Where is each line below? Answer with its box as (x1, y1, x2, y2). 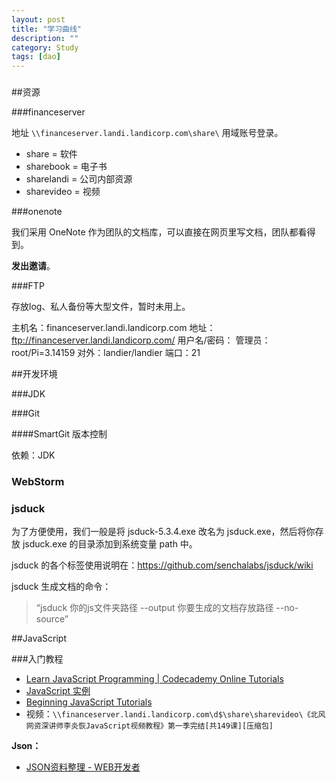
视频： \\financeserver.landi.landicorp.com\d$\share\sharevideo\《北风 (25, 708, 326, 720)
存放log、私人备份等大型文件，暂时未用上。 (11, 301, 191, 313)
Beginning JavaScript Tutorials (25, 696, 153, 708)
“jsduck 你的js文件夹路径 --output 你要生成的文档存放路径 (35, 602, 274, 614)
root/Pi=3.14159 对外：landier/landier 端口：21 (11, 347, 201, 359)
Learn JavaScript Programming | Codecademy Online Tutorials (25, 673, 284, 685)
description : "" (11, 33, 79, 43)
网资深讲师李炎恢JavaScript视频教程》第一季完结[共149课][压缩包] (25, 721, 274, 731)
